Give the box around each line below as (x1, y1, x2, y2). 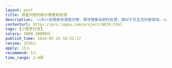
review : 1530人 (5, 41, 37, 46)
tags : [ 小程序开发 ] (5, 27, 43, 32)
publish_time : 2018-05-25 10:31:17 (5, 36, 81, 41)
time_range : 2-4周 (5, 55, 44, 60)
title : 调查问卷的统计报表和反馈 (5, 12, 68, 17)
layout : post (5, 7, 33, 13)
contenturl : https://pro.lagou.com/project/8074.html (5, 21, 123, 27)
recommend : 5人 (5, 50, 37, 55)
